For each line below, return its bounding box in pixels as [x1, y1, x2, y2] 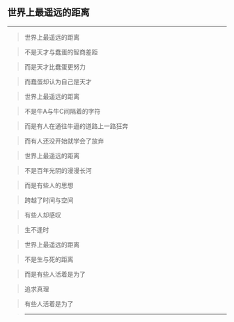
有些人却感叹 [24, 210, 61, 219]
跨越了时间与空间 [24, 196, 74, 204]
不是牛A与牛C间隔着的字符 [24, 107, 101, 115]
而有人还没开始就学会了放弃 [24, 137, 104, 145]
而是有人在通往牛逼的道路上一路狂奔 [24, 121, 129, 130]
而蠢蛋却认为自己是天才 [24, 77, 92, 86]
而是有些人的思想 [24, 181, 74, 190]
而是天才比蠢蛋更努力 [24, 62, 86, 71]
